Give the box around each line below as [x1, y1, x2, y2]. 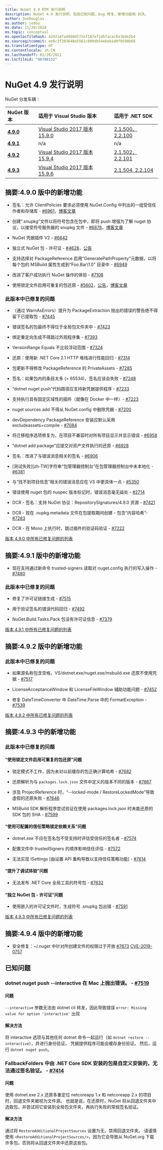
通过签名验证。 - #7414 [10, 1067, 65, 1074]
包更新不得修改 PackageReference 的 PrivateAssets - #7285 [12, 365, 132, 371]
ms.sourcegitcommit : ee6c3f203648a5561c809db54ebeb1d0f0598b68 [5, 39, 136, 44]
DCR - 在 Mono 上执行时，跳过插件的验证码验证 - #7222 [12, 526, 125, 531]
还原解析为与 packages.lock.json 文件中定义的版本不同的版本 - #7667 [12, 778, 152, 784]
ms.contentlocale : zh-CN [5, 48, 55, 53]
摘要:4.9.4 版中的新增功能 [5, 929, 83, 938]
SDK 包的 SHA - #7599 [12, 812, 58, 817]
